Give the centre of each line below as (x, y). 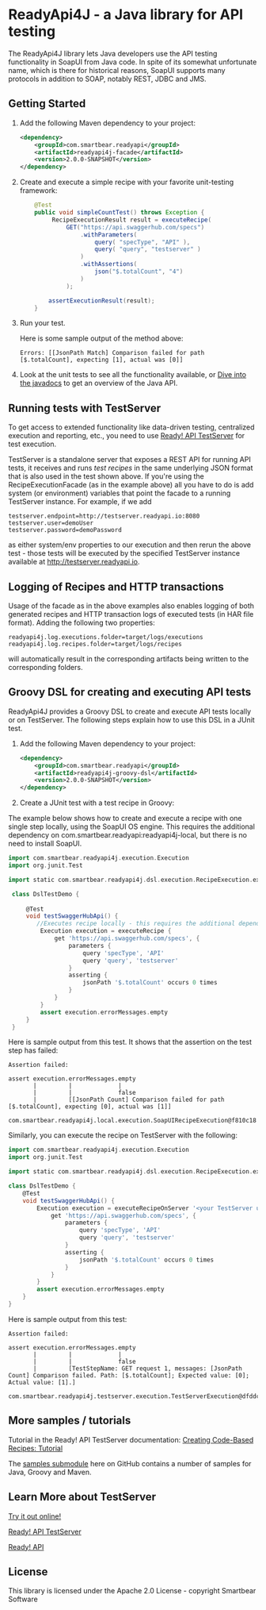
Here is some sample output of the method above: (101, 338)
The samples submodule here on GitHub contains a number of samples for (130, 1463)
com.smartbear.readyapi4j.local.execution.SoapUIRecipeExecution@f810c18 (133, 1121)
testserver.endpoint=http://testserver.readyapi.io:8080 (104, 516)
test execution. (32, 444)
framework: (38, 191)
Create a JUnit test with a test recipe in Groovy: (97, 803)
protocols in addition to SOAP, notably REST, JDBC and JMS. (108, 79)
